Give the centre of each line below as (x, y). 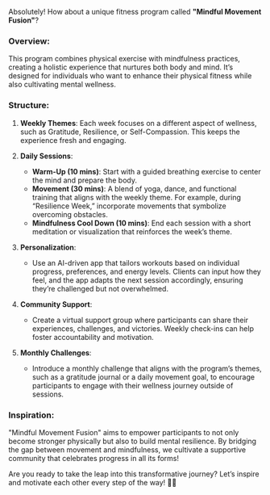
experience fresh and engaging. (73, 140)
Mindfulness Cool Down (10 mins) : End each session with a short (141, 223)
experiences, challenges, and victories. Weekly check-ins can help (143, 328)
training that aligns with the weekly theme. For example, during (137, 197)
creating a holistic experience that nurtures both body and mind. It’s (121, 67)
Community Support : (56, 304)
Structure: (29, 106)
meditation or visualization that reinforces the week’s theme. (132, 231)
